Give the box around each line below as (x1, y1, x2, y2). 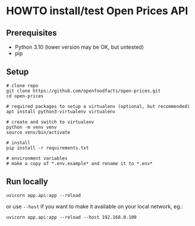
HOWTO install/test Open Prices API (6, 4, 188, 18)
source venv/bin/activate (6, 129, 70, 135)
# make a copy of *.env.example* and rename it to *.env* (6, 160, 153, 167)
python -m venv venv (6, 124, 58, 130)
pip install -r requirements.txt (6, 145, 89, 151)
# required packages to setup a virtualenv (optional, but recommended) (6, 103, 190, 109)
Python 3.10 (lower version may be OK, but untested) (14, 43, 144, 50)
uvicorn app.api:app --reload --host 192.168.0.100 (6, 214, 137, 220)
